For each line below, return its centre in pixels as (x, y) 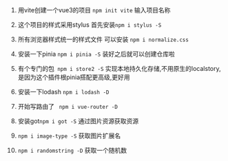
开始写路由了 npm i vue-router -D (68, 106)
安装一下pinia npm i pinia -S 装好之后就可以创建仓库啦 (96, 54)
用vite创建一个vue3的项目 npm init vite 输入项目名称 (94, 10)
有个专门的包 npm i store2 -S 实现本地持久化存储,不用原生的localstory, (119, 68)
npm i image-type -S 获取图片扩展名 (69, 136)
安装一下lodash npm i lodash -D (63, 92)
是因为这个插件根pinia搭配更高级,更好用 (74, 77)
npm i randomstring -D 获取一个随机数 (72, 150)
